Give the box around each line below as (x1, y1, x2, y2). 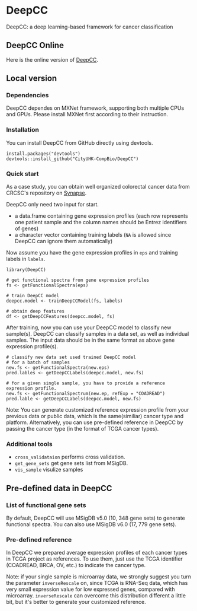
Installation (6, 126, 40, 134)
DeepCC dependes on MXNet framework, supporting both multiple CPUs (6, 104, 185, 112)
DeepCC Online (6, 40, 64, 50)
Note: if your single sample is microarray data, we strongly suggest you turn (6, 573, 191, 580)
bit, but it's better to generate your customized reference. (6, 599, 146, 606)
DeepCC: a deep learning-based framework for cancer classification (6, 23, 173, 30)
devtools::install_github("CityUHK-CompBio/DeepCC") (6, 155, 139, 162)
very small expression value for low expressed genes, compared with (6, 585, 175, 593)
